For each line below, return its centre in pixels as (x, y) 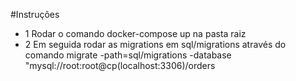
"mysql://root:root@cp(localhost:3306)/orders (120, 65)
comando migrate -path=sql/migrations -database (128, 55)
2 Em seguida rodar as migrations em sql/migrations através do (155, 44)
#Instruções (35, 14)
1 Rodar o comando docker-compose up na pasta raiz (135, 33)
